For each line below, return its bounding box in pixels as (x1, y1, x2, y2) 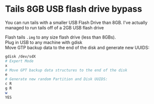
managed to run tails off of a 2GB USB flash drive (5, 24, 104, 30)
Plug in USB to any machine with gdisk (5, 39, 83, 45)
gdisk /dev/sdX (5, 54, 36, 59)
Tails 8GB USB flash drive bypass (5, 3, 142, 15)
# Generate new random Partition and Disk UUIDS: (5, 77, 108, 82)
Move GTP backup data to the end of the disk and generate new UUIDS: (5, 44, 150, 50)
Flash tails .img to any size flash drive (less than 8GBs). (5, 34, 116, 40)
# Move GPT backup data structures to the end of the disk (5, 67, 128, 73)
